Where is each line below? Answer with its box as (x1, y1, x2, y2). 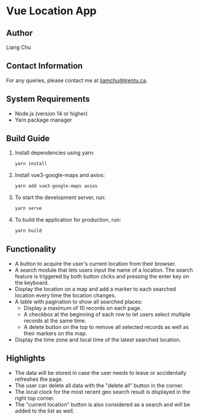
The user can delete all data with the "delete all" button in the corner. (14, 381, 184, 389)
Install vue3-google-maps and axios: (14, 172, 105, 179)
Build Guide (6, 134, 50, 144)
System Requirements (6, 94, 90, 104)
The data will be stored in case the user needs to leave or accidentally (14, 369, 187, 376)
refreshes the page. (14, 375, 64, 383)
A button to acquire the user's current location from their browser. (14, 260, 176, 267)
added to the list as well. (14, 407, 75, 414)
